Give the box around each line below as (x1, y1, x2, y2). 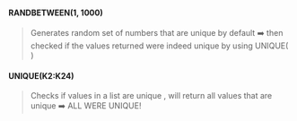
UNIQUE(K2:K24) (8, 70, 74, 81)
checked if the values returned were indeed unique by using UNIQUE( (30, 40, 289, 51)
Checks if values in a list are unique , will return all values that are (30, 91, 273, 101)
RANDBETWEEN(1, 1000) (8, 7, 104, 18)
